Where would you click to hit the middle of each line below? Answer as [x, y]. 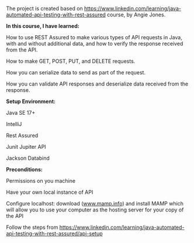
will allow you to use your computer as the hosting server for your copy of [95, 210]
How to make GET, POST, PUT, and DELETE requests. [71, 61]
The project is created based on [44, 8]
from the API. [22, 50]
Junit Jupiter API [26, 147]
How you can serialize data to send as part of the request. [76, 72]
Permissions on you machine [41, 181]
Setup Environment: [31, 101]
